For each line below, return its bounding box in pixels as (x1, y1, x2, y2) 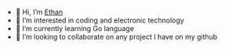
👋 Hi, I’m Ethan (15, 8, 64, 16)
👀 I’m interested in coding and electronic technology (15, 16, 184, 25)
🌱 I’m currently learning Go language (15, 24, 135, 33)
